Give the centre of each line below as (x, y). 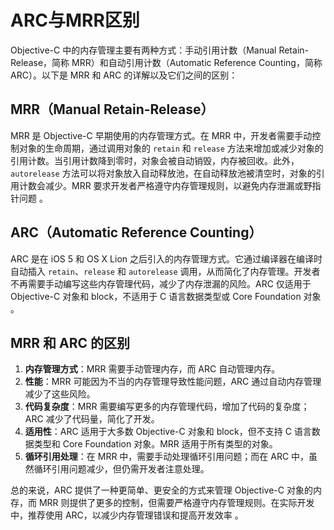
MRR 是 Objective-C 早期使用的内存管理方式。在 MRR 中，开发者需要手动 (161, 135)
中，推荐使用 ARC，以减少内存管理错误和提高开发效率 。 (127, 515)
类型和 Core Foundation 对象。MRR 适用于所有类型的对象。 (155, 444)
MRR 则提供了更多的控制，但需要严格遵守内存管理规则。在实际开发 (176, 503)
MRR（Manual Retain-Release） (112, 109)
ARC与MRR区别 (75, 20)
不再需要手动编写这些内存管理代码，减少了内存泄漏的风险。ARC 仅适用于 (161, 283)
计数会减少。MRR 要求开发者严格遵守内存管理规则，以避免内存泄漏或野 (165, 185)
